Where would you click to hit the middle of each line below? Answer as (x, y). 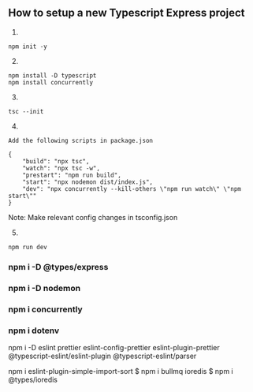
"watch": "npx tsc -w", (61, 168)
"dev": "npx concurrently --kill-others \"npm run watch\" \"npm (132, 189)
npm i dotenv (34, 330)
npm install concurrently (50, 82)
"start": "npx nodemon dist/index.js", (88, 182)
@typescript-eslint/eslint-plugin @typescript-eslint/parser (102, 356)
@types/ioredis (33, 379)
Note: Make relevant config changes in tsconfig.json (93, 217)
